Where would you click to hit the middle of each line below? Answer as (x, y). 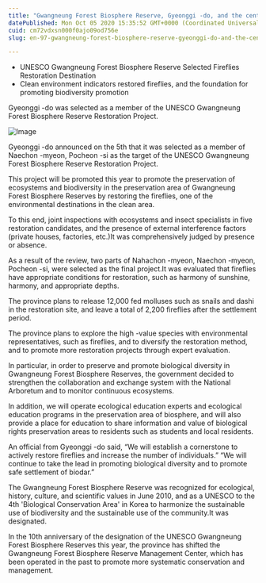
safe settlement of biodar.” (51, 472)
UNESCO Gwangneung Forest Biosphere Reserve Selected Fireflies (129, 67)
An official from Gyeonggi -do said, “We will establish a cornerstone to (123, 447)
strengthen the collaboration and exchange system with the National (120, 382)
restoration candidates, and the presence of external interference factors (127, 228)
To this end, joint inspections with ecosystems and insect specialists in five (131, 220)
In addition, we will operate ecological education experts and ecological (125, 406)
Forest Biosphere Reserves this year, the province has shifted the (114, 545)
